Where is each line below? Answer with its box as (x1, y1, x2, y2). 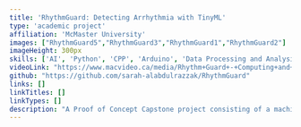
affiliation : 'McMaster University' (9, 30, 146, 38)
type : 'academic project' (9, 21, 106, 30)
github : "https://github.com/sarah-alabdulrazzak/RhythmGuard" (9, 72, 251, 80)
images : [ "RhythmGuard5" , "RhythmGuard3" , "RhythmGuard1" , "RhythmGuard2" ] (9, 38, 287, 47)
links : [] (9, 80, 47, 89)
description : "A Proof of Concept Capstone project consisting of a (9, 105, 271, 114)
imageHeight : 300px (9, 47, 82, 55)
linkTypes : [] (9, 96, 63, 106)
